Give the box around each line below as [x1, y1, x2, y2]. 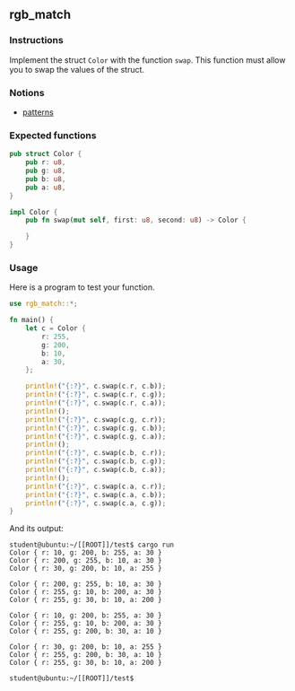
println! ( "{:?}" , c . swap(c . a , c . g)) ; [25, 498, 167, 508]
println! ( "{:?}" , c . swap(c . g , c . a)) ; [25, 432, 167, 441]
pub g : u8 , [25, 166, 66, 176]
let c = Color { [25, 324, 87, 333]
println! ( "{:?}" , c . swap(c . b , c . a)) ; [25, 466, 167, 475]
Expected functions [9, 129, 97, 142]
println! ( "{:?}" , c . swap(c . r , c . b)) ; [25, 381, 167, 391]
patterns [22, 107, 54, 118]
